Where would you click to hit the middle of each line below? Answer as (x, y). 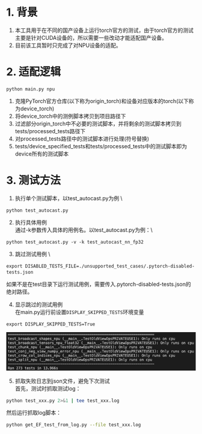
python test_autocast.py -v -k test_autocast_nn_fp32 (75, 242)
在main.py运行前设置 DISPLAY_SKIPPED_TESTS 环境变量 (79, 312)
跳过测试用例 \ (32, 254)
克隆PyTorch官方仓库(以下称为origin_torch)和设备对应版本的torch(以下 (102, 101)
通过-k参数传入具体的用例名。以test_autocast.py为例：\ (84, 230)
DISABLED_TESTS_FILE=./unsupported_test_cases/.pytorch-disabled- (110, 266)
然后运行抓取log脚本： (34, 413)
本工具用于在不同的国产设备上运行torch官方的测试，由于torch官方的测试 (104, 30)
